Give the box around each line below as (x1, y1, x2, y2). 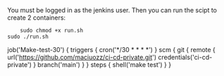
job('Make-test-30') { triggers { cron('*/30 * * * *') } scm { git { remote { (7, 46, 216, 53)
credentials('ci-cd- (158, 53, 213, 61)
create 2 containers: (7, 13, 66, 22)
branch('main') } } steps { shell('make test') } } (37, 61, 171, 69)
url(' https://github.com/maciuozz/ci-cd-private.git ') (7, 53, 157, 61)
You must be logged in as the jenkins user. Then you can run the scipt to (7, 6, 217, 14)
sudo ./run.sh (7, 33, 49, 40)
